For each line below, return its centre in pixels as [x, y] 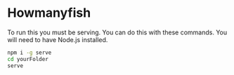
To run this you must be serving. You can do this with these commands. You [117, 32]
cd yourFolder [28, 59]
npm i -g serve [30, 53]
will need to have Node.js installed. [58, 39]
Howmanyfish [49, 13]
